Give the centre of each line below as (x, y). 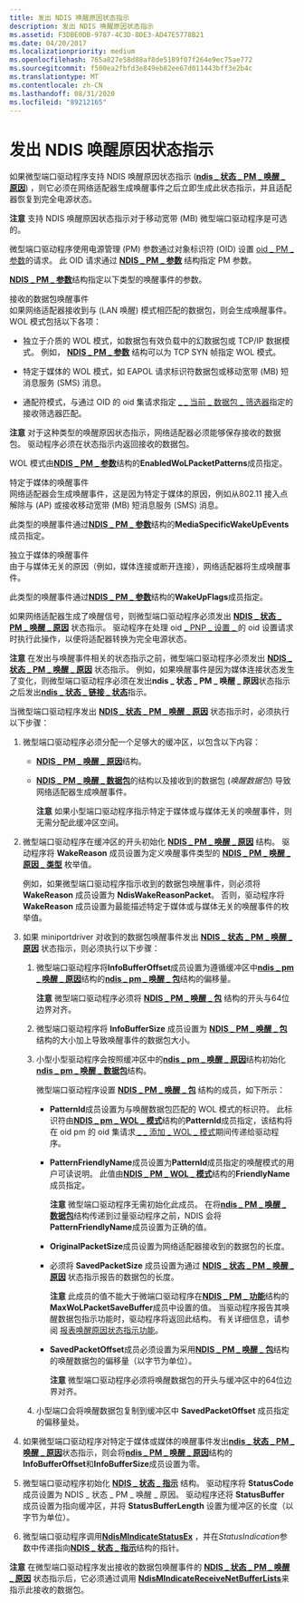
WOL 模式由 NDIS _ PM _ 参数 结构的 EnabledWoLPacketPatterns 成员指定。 (148, 463)
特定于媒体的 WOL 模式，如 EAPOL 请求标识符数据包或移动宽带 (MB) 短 (156, 372)
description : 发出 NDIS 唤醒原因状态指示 (81, 26)
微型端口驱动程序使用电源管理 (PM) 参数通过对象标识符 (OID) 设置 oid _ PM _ (152, 249)
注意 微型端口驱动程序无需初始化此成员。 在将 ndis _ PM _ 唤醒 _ (168, 1205)
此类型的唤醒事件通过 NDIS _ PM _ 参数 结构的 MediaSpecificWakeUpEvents (149, 525)
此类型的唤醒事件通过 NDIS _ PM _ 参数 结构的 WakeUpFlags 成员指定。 (139, 597)
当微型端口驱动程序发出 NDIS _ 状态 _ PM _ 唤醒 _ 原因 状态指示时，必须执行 (150, 712)
